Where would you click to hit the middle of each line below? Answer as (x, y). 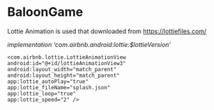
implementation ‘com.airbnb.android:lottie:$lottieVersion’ (89, 44)
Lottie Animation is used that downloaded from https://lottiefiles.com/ (107, 31)
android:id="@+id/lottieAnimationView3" (67, 63)
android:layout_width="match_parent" (62, 69)
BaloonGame (45, 12)
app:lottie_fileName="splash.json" (59, 87)
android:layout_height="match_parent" (63, 75)
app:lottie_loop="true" (42, 93)
